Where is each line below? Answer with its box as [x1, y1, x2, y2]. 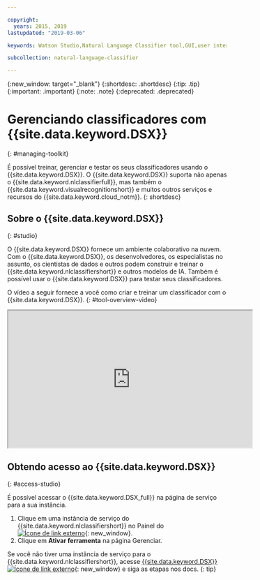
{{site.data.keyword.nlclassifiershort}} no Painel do [17, 521, 165, 530]
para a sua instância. [7, 500, 68, 509]
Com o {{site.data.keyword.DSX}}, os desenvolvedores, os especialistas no [7, 252, 223, 260]
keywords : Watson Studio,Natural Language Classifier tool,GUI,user [7, 42, 211, 49]
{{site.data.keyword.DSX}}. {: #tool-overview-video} [7, 295, 158, 304]
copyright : [7, 16, 39, 23]
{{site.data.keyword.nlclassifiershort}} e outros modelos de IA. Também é [7, 267, 218, 276]
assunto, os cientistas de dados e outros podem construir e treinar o [7, 260, 204, 268]
